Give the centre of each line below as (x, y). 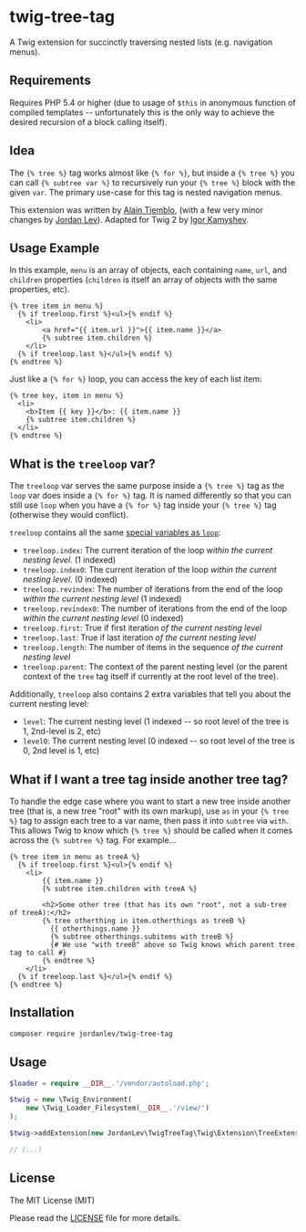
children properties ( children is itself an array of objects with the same (143, 279)
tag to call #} (38, 953)
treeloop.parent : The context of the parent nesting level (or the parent (155, 667)
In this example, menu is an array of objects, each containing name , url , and (148, 270)
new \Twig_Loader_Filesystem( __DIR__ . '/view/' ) (117, 1108)
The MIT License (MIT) (52, 1200)
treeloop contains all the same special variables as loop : (115, 532)
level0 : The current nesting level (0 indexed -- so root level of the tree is (159, 741)
